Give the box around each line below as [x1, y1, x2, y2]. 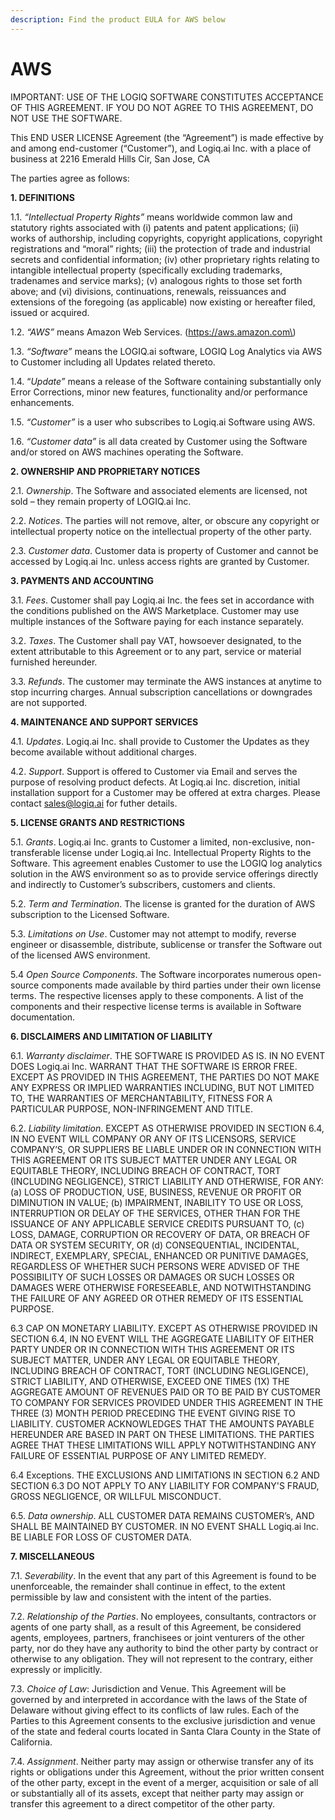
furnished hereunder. [10, 656, 98, 668]
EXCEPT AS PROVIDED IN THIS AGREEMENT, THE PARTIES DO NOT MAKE [10, 1071, 320, 1083]
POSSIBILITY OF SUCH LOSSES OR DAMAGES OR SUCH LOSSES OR [10, 1271, 295, 1283]
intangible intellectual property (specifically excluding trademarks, [10, 264, 283, 276]
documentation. [10, 1011, 76, 1023]
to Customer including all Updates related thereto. [10, 356, 216, 368]
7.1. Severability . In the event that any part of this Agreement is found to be [10, 1569, 317, 1581]
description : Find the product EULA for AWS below [10, 14, 226, 25]
